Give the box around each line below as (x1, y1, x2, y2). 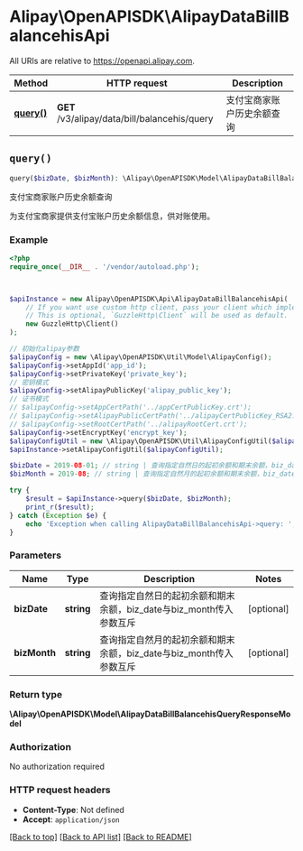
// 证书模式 (9, 394, 50, 403)
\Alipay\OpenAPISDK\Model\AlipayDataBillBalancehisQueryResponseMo (9, 708, 291, 719)
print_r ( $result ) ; (25, 503, 95, 512)
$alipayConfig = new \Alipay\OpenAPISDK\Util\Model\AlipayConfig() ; (9, 352, 272, 362)
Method (14, 77, 49, 89)
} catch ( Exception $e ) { (9, 511, 106, 520)
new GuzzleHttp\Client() (25, 319, 119, 328)
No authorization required (9, 761, 106, 772)
